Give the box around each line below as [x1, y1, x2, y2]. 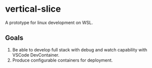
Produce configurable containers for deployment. [12, 57, 113, 63]
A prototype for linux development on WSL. [5, 20, 93, 25]
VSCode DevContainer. [12, 52, 60, 58]
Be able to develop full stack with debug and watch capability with [12, 46, 148, 52]
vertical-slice [5, 3, 61, 15]
